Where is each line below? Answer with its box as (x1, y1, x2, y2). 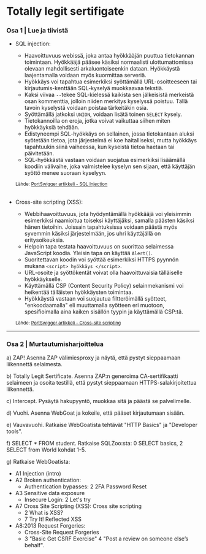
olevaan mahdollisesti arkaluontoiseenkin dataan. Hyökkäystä (24, 65, 180, 72)
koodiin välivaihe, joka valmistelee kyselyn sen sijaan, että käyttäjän (24, 163, 196, 170)
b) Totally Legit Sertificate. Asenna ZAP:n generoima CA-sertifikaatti (6, 372, 178, 380)
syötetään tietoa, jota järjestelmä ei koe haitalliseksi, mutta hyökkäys (24, 137, 197, 144)
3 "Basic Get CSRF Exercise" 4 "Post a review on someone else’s (24, 535, 189, 542)
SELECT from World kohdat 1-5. (6, 446, 86, 453)
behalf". (24, 541, 45, 548)
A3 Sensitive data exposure (15, 489, 85, 496)
